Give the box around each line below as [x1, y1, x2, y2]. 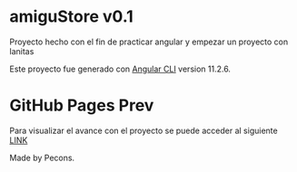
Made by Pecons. [9, 152, 75, 163]
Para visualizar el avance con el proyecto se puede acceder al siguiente [9, 125, 279, 136]
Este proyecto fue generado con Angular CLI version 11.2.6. [9, 63, 232, 74]
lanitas [9, 45, 35, 56]
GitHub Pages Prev [9, 95, 154, 116]
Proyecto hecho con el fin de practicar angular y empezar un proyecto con [9, 36, 289, 47]
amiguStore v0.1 [9, 6, 134, 27]
